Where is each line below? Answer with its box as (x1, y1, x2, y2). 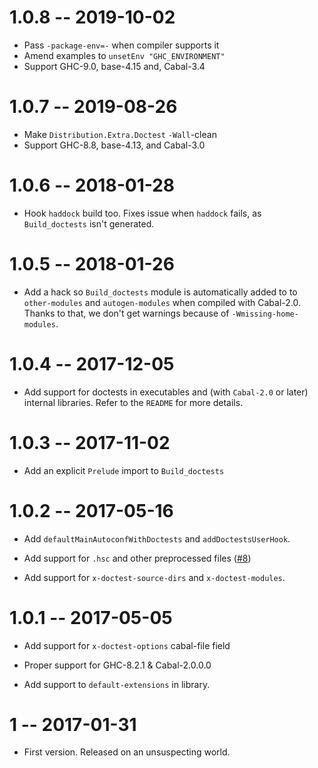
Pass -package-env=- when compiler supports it (23, 39, 220, 51)
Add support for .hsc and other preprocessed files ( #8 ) (23, 552, 252, 564)
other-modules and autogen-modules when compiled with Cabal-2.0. (23, 296, 301, 308)
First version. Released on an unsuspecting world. (23, 746, 231, 758)
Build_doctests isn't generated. (23, 217, 155, 230)
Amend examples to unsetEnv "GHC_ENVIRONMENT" (23, 49, 226, 61)
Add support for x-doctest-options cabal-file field (23, 639, 231, 651)
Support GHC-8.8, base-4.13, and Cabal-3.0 (23, 139, 206, 151)
